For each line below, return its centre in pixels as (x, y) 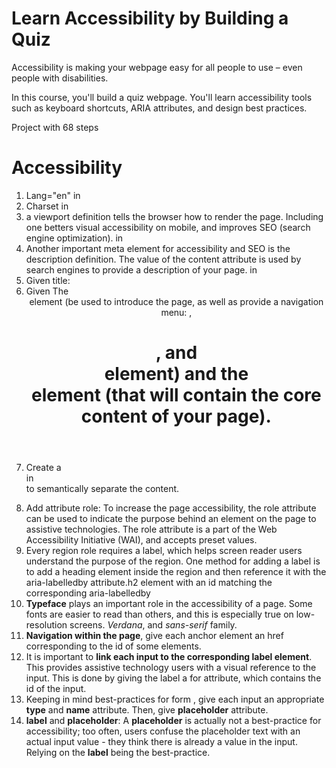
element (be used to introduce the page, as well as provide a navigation (176, 301)
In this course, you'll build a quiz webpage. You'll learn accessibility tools (162, 97)
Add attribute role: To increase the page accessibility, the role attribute (171, 508)
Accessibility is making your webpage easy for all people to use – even (157, 67)
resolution (46, 625)
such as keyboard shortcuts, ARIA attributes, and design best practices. (159, 108)
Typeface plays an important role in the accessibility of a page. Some (169, 604)
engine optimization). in (74, 238)
